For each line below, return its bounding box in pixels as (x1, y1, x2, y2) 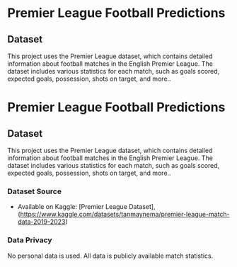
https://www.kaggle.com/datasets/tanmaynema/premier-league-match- (20, 210, 230, 219)
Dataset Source (7, 186, 62, 196)
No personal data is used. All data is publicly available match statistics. (7, 251, 214, 260)
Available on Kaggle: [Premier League (17, 203, 127, 211)
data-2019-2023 (17, 217, 66, 226)
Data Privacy (7, 235, 52, 245)
